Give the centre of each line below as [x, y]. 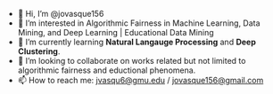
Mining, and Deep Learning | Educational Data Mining [116, 32]
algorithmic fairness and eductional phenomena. [107, 70]
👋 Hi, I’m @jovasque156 [61, 14]
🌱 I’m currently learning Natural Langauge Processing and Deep [137, 42]
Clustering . [39, 51]
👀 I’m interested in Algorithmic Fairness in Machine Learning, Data [139, 23]
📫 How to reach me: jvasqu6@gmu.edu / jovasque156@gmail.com [141, 80]
